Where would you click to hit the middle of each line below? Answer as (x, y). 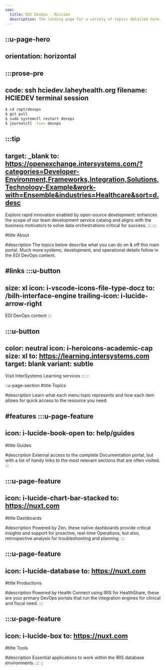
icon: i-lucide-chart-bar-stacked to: (62, 498)
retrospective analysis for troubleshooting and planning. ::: (65, 538)
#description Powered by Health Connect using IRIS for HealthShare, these (82, 593)
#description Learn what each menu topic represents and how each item (80, 395)
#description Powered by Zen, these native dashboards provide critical (78, 528)
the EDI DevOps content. (30, 256)
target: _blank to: (32, 156)
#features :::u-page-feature (49, 416)
